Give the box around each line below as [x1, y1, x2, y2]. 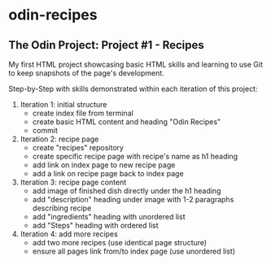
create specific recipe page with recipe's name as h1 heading [32, 152, 238, 161]
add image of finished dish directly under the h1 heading [32, 186, 221, 196]
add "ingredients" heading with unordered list [32, 212, 186, 221]
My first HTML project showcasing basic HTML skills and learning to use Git [8, 59, 263, 69]
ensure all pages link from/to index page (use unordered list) [32, 246, 236, 256]
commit [32, 126, 59, 135]
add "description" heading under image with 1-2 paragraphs [32, 195, 234, 204]
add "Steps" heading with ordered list [32, 221, 159, 230]
